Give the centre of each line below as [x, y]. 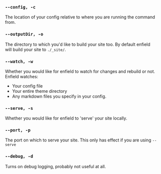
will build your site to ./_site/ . [36, 49]
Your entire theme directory [40, 91]
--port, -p [18, 130]
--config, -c [20, 7]
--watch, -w [19, 61]
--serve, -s [19, 108]
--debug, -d [19, 157]
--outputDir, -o [24, 34]
